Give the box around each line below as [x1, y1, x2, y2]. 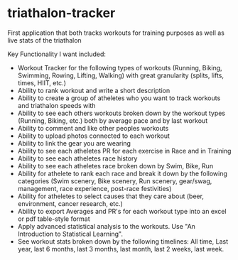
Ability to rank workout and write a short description [17, 86, 171, 94]
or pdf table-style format [17, 215, 90, 223]
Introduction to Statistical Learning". [17, 229, 123, 238]
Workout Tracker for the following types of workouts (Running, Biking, [17, 63, 222, 72]
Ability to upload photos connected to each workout [17, 131, 171, 140]
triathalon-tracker [7, 5, 116, 21]
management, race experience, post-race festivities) [17, 184, 172, 193]
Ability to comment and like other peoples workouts [17, 124, 169, 132]
